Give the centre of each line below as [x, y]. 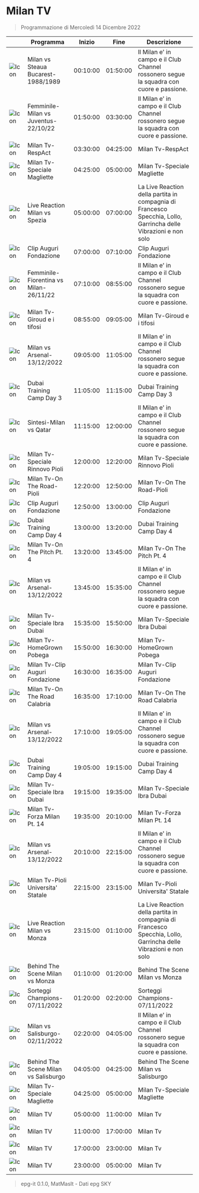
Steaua [37, 66]
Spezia [37, 220]
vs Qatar [39, 430]
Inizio [87, 41]
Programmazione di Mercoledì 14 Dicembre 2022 [81, 27]
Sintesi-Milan [46, 422]
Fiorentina [41, 280]
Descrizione [164, 41]
